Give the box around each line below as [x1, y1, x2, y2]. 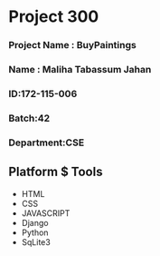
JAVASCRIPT [21, 207, 71, 219]
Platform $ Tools [8, 164, 103, 180]
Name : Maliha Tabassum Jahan [8, 64, 152, 76]
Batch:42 [8, 112, 51, 124]
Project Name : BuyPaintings [8, 39, 136, 52]
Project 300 [8, 6, 99, 27]
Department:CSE [8, 136, 85, 149]
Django [21, 217, 49, 228]
